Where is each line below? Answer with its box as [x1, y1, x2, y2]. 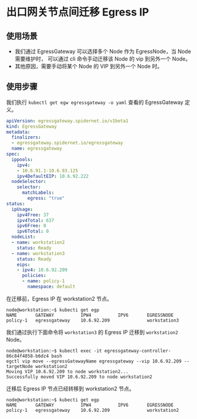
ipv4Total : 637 [17, 218, 55, 223]
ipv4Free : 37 [17, 212, 49, 218]
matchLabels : [21, 190, 55, 196]
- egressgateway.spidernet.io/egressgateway [11, 140, 123, 146]
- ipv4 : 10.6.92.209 [17, 267, 68, 273]
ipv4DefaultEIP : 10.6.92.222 [17, 173, 89, 179]
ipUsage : [11, 206, 33, 212]
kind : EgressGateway [6, 123, 58, 130]
